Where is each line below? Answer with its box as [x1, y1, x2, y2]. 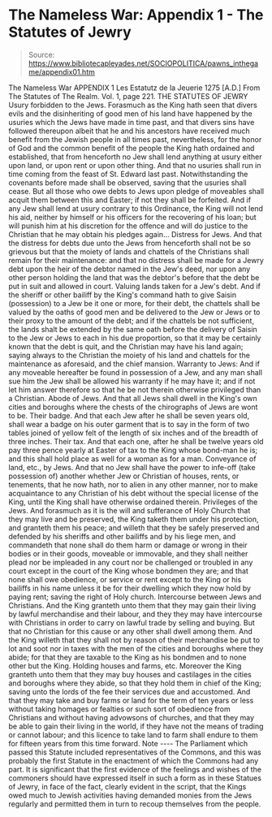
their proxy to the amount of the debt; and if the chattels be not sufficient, [8, 315, 254, 326]
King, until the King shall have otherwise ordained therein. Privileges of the [8, 497, 258, 507]
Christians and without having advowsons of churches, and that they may [8, 712, 254, 722]
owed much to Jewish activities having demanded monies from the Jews [8, 790, 253, 800]
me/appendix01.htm [28, 67, 95, 76]
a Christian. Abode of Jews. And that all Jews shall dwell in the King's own [8, 393, 257, 403]
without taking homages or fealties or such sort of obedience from [8, 704, 231, 714]
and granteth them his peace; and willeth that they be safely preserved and [8, 522, 260, 533]
